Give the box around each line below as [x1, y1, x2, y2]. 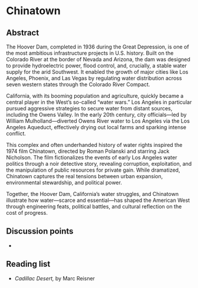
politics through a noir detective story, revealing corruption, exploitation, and [6, 161, 192, 167]
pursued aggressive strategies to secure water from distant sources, [6, 105, 173, 112]
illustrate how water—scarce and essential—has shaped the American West [6, 197, 190, 204]
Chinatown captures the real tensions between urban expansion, [6, 173, 163, 179]
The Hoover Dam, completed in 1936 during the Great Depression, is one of [6, 43, 190, 50]
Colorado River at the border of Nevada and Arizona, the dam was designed [6, 56, 190, 63]
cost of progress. [6, 210, 48, 216]
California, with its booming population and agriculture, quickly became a [6, 93, 184, 99]
